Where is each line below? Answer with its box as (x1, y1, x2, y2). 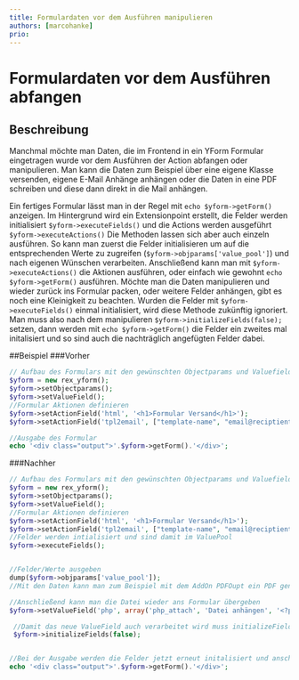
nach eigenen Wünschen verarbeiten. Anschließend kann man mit (9, 257, 251, 268)
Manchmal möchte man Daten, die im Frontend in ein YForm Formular (9, 146, 264, 157)
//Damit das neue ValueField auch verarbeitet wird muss (12, 622, 229, 631)
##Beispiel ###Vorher (9, 351, 91, 361)
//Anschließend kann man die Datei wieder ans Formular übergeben (9, 597, 261, 606)
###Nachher (9, 457, 56, 468)
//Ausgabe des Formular (9, 433, 98, 442)
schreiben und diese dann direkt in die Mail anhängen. (9, 183, 208, 194)
